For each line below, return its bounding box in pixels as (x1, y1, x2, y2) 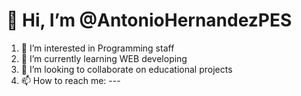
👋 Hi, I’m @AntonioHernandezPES (6, 9, 293, 32)
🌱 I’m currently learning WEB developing (20, 52, 188, 64)
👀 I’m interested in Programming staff (20, 42, 175, 54)
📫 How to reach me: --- (20, 74, 121, 86)
